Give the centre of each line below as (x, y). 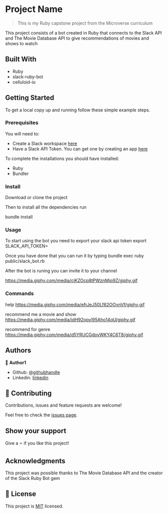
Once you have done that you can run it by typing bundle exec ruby (74, 256)
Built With (21, 59)
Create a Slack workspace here (45, 143)
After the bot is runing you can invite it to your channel (61, 271)
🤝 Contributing (28, 393)
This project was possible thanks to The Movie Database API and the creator (84, 473)
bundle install (19, 217)
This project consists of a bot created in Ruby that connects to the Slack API (83, 33)
